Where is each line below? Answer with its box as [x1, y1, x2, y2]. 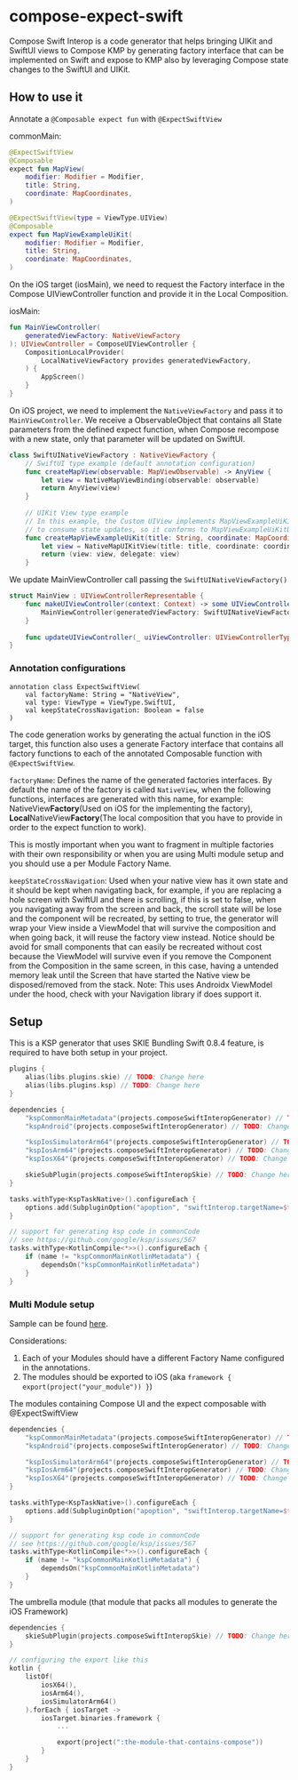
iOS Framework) [9, 1606, 69, 1616]
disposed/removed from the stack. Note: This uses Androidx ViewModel [9, 979, 273, 990]
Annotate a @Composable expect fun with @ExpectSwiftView [9, 113, 223, 124]
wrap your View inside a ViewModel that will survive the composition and [9, 922, 277, 933]
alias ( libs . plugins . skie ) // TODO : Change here [25, 1073, 204, 1082]
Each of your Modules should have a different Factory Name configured [21, 1352, 285, 1363]
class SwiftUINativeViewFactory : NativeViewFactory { [9, 451, 216, 460]
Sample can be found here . [9, 1318, 108, 1328]
